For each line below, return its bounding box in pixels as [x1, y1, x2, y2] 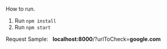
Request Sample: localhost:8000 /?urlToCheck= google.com [5, 36, 161, 42]
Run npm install [14, 17, 57, 24]
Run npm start [14, 24, 51, 31]
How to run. [5, 6, 35, 12]
